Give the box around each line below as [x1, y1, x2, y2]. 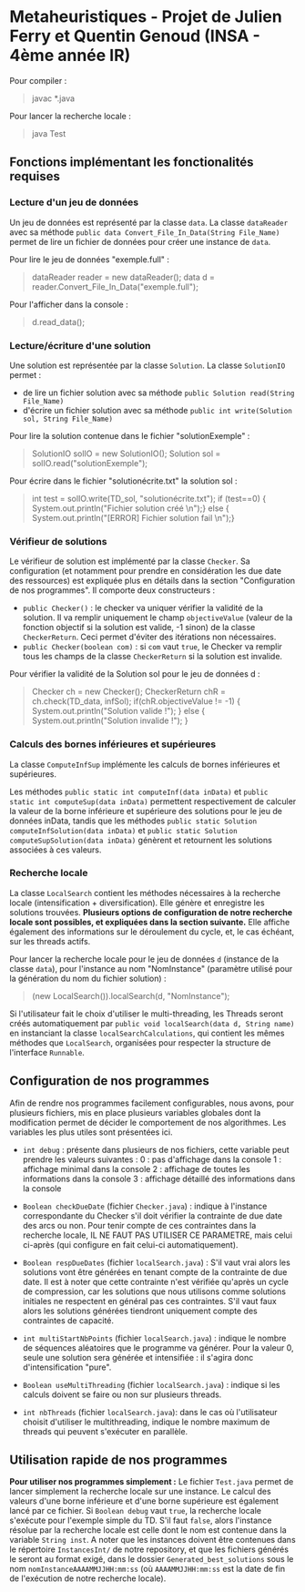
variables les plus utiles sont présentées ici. [9, 1127, 173, 1138]
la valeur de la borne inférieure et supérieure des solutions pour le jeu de [9, 805, 282, 816]
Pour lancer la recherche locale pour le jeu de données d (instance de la [9, 954, 280, 964]
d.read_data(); [31, 316, 85, 327]
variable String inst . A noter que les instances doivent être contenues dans [9, 1535, 296, 1546]
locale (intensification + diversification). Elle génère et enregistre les [9, 897, 266, 908]
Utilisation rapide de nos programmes [9, 1453, 228, 1468]
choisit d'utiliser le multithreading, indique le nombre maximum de [22, 1416, 270, 1427]
